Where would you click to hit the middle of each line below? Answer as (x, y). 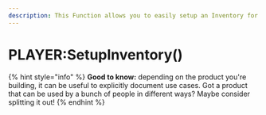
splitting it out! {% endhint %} (57, 102)
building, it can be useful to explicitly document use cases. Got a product (128, 85)
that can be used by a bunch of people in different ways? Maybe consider (129, 94)
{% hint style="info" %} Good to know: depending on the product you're (127, 77)
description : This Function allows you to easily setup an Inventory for (133, 15)
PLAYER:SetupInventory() (96, 54)
